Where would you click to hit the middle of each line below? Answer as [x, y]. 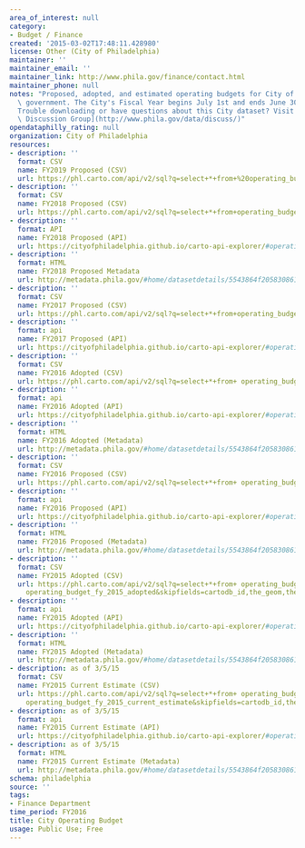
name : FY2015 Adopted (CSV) [71, 575]
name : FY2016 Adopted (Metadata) [81, 440]
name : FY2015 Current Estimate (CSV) [89, 685]
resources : [30, 145]
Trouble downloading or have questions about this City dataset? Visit [156, 111]
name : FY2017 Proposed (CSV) [73, 305]
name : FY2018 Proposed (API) [73, 237]
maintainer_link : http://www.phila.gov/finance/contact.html [128, 77]
